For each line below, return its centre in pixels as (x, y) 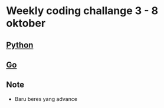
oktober (26, 23)
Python (20, 45)
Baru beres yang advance (46, 99)
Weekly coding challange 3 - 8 (82, 11)
